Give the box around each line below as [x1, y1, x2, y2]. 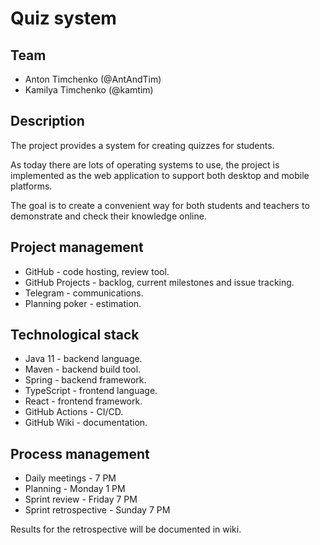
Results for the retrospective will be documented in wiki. [10, 523, 242, 536]
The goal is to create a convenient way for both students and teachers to [10, 199, 310, 211]
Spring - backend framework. [24, 374, 147, 386]
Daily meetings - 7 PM [24, 472, 117, 484]
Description [10, 113, 85, 130]
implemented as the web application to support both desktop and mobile [10, 169, 310, 181]
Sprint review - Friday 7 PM [24, 493, 138, 506]
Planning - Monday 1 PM [24, 483, 126, 495]
